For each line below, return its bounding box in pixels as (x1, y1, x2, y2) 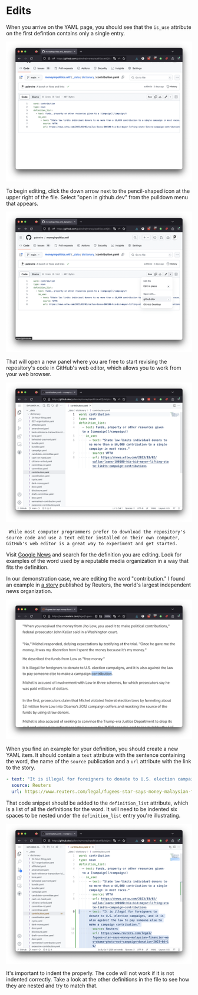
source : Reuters (11, 783, 51, 789)
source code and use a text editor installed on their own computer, (6, 535, 181, 541)
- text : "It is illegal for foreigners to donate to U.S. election (6, 776, 176, 782)
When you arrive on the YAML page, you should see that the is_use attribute (6, 23, 192, 31)
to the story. (6, 764, 35, 771)
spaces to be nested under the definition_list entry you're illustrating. (6, 812, 181, 819)
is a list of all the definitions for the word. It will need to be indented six (6, 805, 178, 812)
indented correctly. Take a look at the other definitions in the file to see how (6, 976, 190, 983)
